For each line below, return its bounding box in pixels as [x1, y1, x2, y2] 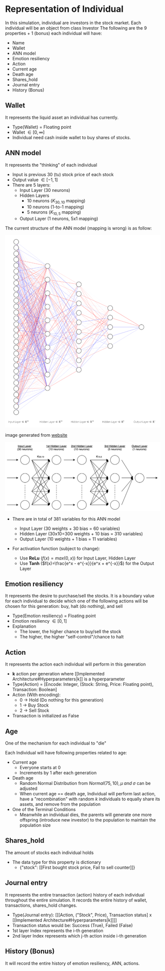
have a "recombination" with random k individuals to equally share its [19, 796, 160, 802]
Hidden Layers [19, 192, 49, 198]
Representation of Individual [5, 3, 124, 15]
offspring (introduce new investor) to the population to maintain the [19, 817, 156, 823]
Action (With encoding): [12, 692, 61, 698]
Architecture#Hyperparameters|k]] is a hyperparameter [12, 676, 125, 682]
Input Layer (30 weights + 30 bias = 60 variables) [19, 525, 120, 531]
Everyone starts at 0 [19, 765, 61, 771]
